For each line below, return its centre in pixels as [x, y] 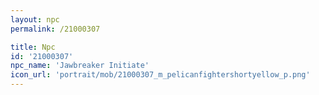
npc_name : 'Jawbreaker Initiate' [80, 66]
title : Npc [33, 47]
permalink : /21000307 [55, 29]
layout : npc [35, 19]
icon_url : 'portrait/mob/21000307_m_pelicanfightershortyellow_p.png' [160, 75]
